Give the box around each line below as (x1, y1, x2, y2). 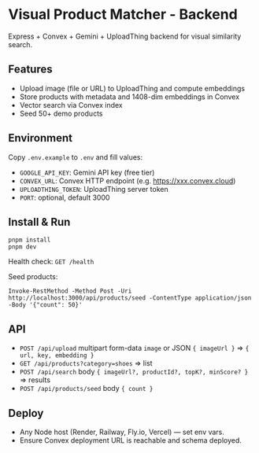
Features (8, 63, 53, 76)
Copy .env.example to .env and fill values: (8, 152, 143, 162)
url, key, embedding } (19, 352, 94, 359)
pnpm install (8, 236, 51, 245)
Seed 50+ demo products (19, 109, 103, 118)
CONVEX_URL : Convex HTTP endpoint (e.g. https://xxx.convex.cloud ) (19, 175, 236, 186)
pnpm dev (8, 243, 37, 251)
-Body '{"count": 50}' (8, 301, 83, 309)
